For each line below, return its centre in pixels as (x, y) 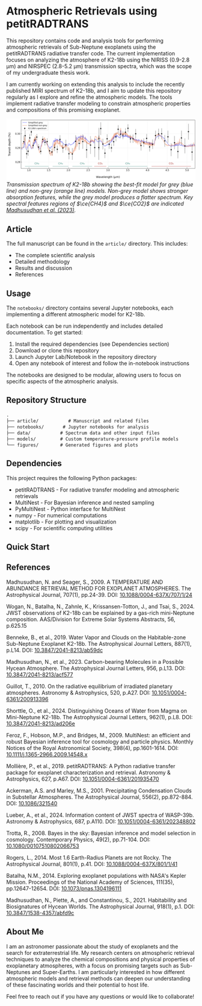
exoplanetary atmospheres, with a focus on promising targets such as (93, 966)
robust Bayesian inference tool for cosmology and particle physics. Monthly (100, 742)
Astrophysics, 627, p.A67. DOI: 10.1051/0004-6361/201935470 (83, 779)
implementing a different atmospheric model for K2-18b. (76, 314)
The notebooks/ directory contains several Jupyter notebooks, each (90, 308)
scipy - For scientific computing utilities (64, 528)
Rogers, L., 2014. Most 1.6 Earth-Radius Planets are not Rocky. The (89, 857)
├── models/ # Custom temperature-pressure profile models (93, 439)
